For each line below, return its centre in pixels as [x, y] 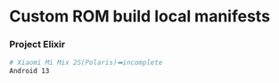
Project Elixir [37, 45]
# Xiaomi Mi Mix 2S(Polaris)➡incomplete [86, 63]
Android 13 [29, 71]
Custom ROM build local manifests [139, 17]
